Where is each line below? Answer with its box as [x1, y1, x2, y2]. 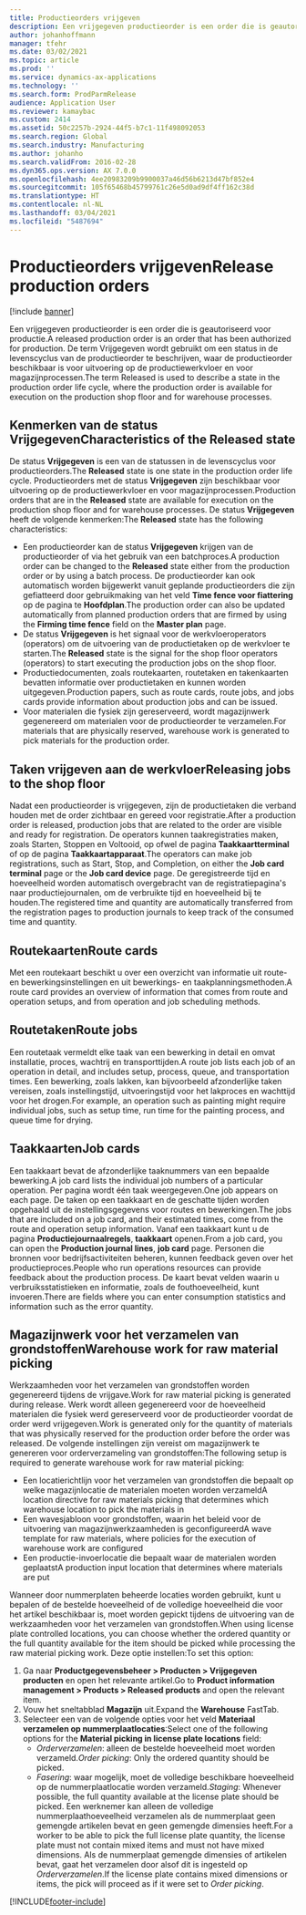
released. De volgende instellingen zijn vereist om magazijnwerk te [9, 1438, 260, 1449]
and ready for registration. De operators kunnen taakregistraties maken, [9, 829, 280, 840]
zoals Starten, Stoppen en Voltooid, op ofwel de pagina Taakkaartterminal [9, 839, 290, 850]
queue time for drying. [9, 1114, 94, 1125]
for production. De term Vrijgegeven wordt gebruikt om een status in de [9, 343, 279, 354]
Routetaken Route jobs [9, 1022, 138, 1038]
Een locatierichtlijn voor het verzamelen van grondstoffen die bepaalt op [22, 1475, 294, 1486]
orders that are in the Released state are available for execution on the [9, 494, 274, 506]
